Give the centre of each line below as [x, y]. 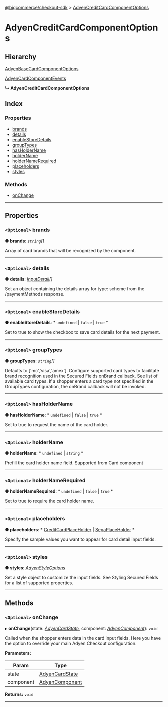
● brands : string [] [25, 241]
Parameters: [18, 653]
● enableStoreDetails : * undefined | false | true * [57, 323]
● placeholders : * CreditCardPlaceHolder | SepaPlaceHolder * [70, 529]
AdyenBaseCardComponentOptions [42, 69]
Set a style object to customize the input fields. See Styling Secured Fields [82, 578]
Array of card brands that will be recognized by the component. [71, 250]
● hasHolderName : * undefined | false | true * [54, 415]
